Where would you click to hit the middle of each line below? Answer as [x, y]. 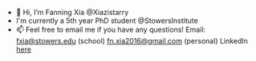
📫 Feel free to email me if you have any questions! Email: [111, 29]
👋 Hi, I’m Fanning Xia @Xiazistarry [72, 12]
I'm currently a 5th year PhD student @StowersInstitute [107, 21]
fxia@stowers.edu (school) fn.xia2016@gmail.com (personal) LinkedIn [132, 41]
